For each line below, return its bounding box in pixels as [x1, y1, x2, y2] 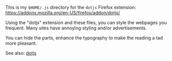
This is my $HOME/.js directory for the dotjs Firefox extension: [5, 5, 136, 10]
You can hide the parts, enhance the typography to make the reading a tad [5, 35, 163, 41]
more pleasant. [5, 40, 37, 46]
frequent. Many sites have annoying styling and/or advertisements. [5, 25, 147, 31]
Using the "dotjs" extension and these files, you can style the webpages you [5, 20, 167, 25]
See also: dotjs [5, 50, 37, 56]
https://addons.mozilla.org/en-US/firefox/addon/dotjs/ [5, 10, 120, 16]
